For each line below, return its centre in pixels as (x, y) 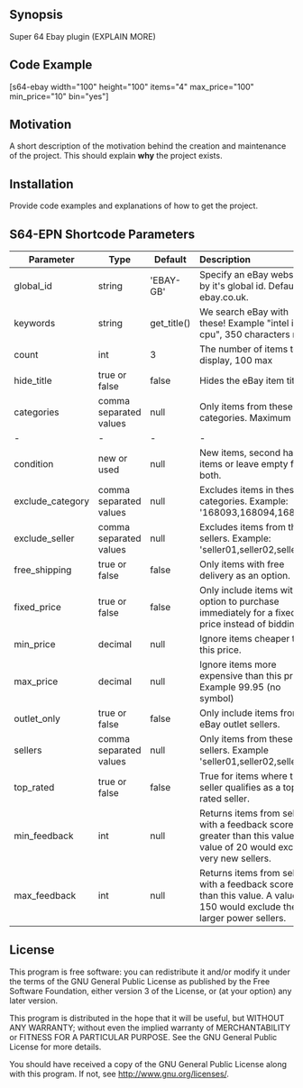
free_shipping (43, 570)
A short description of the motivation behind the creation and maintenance (148, 146)
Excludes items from (243, 527)
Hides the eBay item (242, 380)
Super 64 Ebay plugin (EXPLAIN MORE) (83, 36)
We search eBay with (244, 312)
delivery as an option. (245, 576)
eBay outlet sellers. (240, 725)
